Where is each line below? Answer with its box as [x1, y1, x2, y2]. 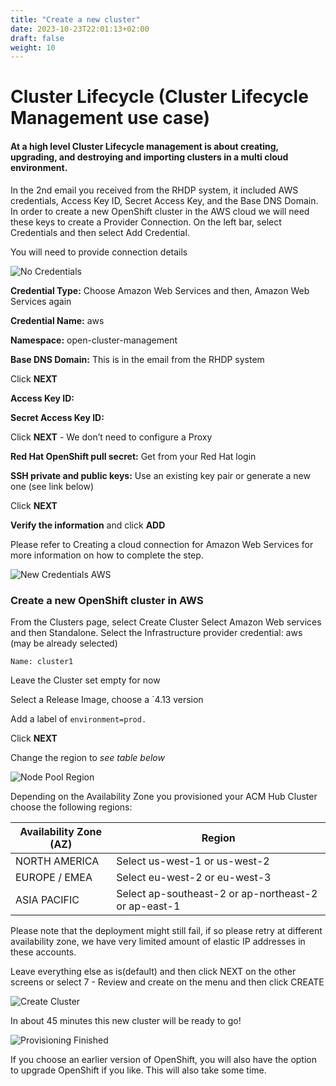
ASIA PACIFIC [15, 892, 80, 906]
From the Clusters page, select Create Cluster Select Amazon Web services [10, 616, 322, 628]
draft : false [10, 33, 65, 43]
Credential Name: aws [10, 314, 105, 326]
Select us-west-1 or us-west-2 [116, 854, 270, 868]
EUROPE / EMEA [15, 870, 93, 884]
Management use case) [10, 107, 210, 130]
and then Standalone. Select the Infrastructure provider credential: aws [10, 626, 303, 638]
